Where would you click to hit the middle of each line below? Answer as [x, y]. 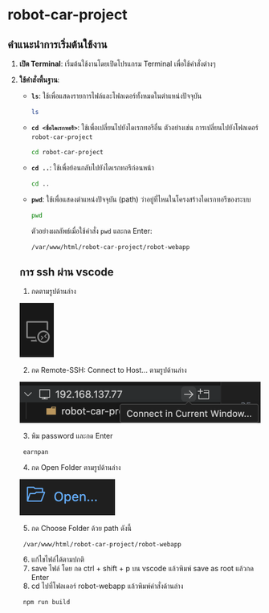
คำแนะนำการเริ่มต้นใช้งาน [57, 45]
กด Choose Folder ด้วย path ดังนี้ [81, 528]
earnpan [36, 452]
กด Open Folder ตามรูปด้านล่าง [76, 467]
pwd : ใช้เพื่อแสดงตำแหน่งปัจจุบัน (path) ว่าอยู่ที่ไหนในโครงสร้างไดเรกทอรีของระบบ [141, 199]
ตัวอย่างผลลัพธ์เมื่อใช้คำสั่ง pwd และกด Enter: [92, 231]
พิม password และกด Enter [72, 435]
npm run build [47, 603]
